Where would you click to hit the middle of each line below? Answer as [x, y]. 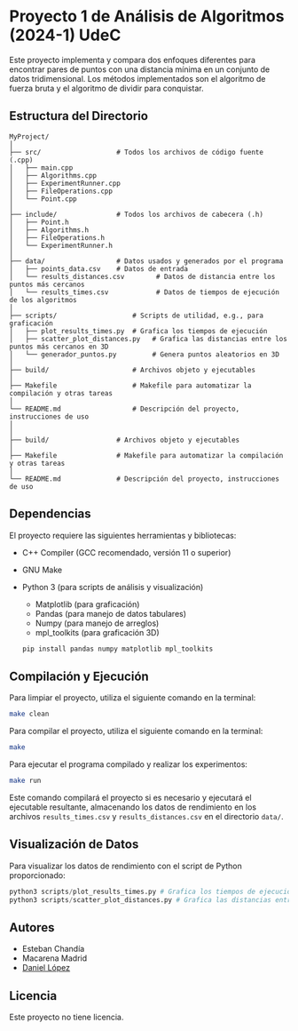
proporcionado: [37, 875]
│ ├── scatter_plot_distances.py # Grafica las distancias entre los [149, 339]
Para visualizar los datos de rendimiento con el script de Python [125, 866]
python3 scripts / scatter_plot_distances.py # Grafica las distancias [141, 899]
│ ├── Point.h [39, 222]
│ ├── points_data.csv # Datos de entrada [99, 268]
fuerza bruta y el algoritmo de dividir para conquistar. [106, 88]
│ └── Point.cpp [43, 199]
